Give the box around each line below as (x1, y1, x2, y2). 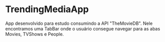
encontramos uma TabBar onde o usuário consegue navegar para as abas (5, 25, 160, 31)
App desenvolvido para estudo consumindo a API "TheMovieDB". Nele (5, 20, 153, 26)
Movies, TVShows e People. (5, 31, 64, 37)
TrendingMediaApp (5, 4, 89, 15)
